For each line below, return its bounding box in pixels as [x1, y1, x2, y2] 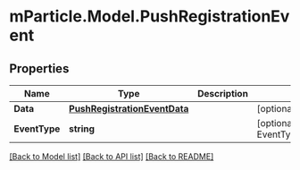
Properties [9, 61, 70, 76]
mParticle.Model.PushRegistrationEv [9, 6, 290, 27]
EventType [13, 123, 61, 135]
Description [197, 88, 248, 99]
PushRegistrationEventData [68, 103, 189, 115]
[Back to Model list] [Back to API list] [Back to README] [9, 151, 214, 162]
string [68, 123, 96, 135]
